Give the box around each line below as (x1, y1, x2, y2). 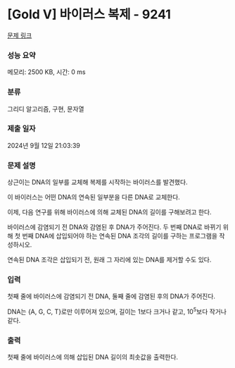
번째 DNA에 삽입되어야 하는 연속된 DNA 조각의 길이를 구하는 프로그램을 (22, 232, 218, 240)
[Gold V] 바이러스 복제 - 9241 (7, 6, 171, 23)
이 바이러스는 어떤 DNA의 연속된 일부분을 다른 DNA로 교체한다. (7, 193, 181, 202)
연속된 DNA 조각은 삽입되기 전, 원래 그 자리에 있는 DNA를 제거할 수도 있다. (7, 255, 212, 264)
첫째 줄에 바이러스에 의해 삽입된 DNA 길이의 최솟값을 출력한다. (7, 353, 178, 362)
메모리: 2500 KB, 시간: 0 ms (7, 68, 86, 76)
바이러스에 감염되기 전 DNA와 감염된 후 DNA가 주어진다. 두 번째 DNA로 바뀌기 (7, 223, 222, 231)
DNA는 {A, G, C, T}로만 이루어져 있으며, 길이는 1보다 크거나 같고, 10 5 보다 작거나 (7, 306, 227, 316)
